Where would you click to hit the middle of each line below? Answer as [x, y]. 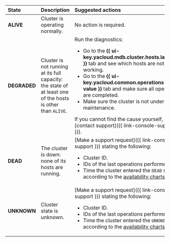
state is [49, 211]
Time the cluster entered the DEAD [123, 170]
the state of [54, 86]
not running [54, 67]
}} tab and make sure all [126, 89]
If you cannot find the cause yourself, [119, 119]
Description [55, 10]
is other [50, 105]
